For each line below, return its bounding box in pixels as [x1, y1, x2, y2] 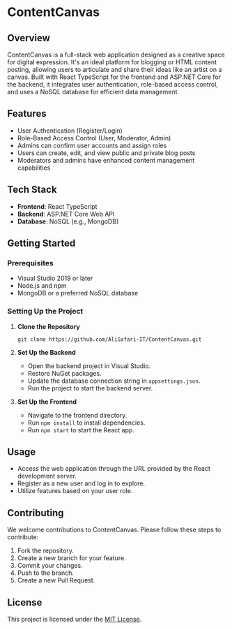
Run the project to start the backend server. [27, 383, 153, 392]
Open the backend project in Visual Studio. [27, 361, 151, 370]
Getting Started [7, 237, 76, 249]
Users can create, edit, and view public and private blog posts [17, 148, 196, 157]
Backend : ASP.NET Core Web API [17, 210, 115, 218]
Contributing [7, 507, 64, 519]
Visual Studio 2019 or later [17, 274, 93, 283]
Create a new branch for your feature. [17, 554, 127, 562]
